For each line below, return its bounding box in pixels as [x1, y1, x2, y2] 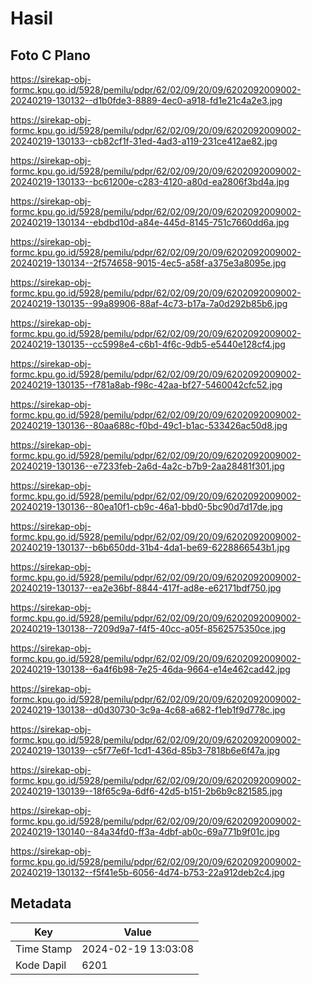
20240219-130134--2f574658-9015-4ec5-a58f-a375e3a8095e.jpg [10, 257, 287, 269]
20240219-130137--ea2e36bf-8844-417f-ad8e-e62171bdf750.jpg [10, 582, 282, 594]
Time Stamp [15, 942, 73, 956]
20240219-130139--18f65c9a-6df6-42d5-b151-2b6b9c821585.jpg [10, 785, 283, 797]
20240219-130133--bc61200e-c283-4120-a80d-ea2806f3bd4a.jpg [10, 176, 290, 187]
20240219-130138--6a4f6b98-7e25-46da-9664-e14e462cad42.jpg [10, 663, 291, 675]
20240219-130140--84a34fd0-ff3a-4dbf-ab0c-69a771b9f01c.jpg [10, 826, 280, 837]
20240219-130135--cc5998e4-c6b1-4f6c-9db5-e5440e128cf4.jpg [10, 338, 286, 350]
